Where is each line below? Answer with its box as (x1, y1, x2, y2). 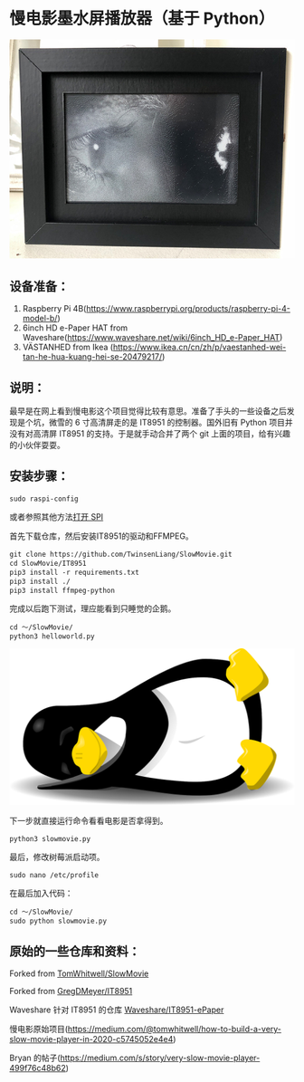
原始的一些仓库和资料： (9, 943, 140, 959)
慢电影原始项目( (9, 1024, 69, 1035)
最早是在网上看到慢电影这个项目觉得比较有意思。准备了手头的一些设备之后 (9, 406, 287, 417)
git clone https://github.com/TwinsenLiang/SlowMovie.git (9, 550, 233, 559)
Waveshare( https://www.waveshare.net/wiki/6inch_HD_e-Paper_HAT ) (22, 332, 283, 343)
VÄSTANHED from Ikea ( (22, 341, 114, 353)
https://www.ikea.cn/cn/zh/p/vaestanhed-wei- (112, 341, 287, 353)
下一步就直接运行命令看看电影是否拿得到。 (9, 816, 168, 827)
